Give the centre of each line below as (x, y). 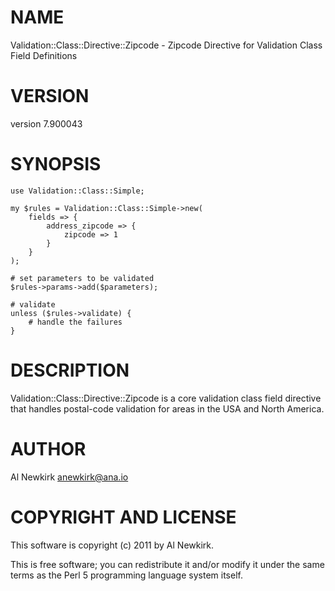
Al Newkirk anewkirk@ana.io (69, 477)
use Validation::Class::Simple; (77, 191)
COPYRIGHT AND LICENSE (123, 517)
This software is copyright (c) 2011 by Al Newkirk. (112, 545)
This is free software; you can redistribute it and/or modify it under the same (167, 564)
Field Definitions (44, 55)
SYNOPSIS (56, 164)
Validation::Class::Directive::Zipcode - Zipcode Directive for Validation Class (166, 45)
